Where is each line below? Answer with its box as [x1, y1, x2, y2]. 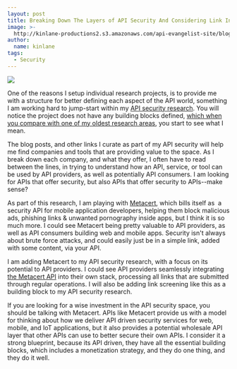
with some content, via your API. [7, 243, 102, 252]
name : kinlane [13, 43, 55, 50]
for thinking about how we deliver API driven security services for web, [7, 315, 214, 325]
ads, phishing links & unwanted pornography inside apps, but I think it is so [7, 213, 225, 222]
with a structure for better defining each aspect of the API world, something [7, 96, 228, 104]
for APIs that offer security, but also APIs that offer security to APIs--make [7, 177, 223, 186]
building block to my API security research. [7, 287, 133, 296]
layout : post [7, 10, 46, 18]
